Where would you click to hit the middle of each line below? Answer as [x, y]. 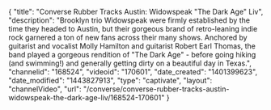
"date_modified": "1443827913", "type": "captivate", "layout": [110, 80]
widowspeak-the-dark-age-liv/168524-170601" [87, 97]
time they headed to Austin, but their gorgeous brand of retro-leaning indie [133, 29]
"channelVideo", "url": [45, 89]
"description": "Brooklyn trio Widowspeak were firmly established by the [129, 20]
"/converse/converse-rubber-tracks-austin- [157, 89]
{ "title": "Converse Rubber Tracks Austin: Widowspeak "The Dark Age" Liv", [136, 12]
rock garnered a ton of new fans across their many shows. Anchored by [128, 37]
